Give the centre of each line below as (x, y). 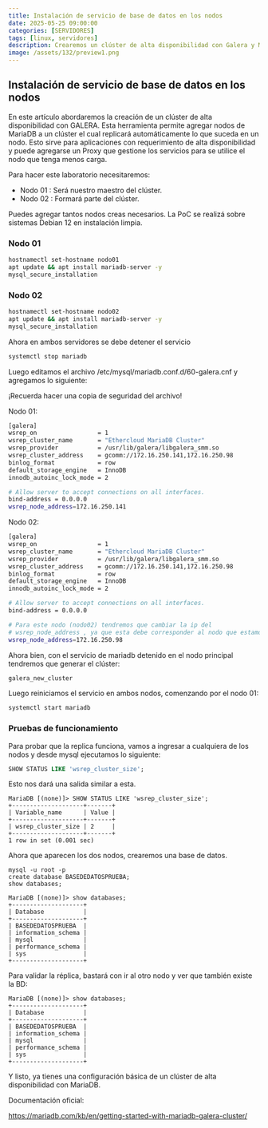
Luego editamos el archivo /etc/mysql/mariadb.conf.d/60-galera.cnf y (123, 371)
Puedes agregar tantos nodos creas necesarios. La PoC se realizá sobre (127, 214)
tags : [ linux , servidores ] (53, 38)
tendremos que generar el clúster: (64, 663)
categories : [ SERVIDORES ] (51, 30)
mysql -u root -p (37, 870)
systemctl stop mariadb (48, 356)
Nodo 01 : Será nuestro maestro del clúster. (91, 190)
